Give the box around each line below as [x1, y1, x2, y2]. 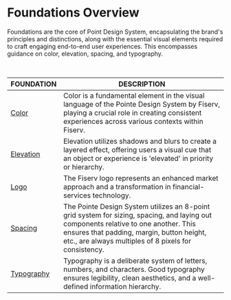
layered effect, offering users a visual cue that [63, 144, 212, 154]
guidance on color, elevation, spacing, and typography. [7, 50, 164, 58]
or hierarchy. [63, 162, 104, 171]
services [63, 191, 91, 200]
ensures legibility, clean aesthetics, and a [63, 273, 197, 283]
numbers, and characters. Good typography [63, 264, 205, 274]
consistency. [63, 244, 104, 254]
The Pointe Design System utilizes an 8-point [63, 202, 210, 211]
